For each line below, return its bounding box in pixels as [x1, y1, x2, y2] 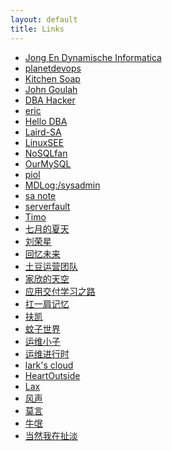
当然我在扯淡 [24, 429, 78, 441]
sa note [24, 189, 57, 201]
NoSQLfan [24, 147, 68, 159]
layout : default [10, 14, 78, 25]
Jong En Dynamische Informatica [24, 51, 162, 63]
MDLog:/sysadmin [24, 179, 101, 191]
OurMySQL [24, 157, 72, 170]
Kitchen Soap [24, 72, 81, 85]
